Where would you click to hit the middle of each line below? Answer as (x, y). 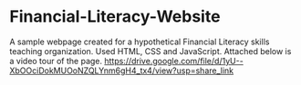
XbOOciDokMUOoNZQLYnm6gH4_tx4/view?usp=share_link (122, 71)
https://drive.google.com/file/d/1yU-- (174, 61)
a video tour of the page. (56, 61)
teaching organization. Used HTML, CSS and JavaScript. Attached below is (150, 51)
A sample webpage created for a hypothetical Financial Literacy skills (140, 42)
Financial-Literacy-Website (115, 17)
